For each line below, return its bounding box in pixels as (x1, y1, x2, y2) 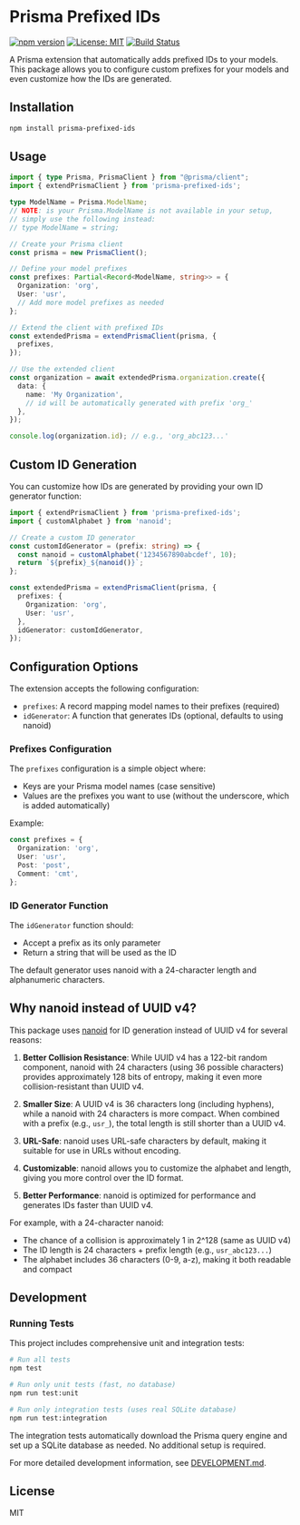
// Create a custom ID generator (9, 533, 136, 542)
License (9, 1483, 55, 1500)
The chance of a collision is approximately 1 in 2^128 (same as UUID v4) (22, 1234, 292, 1245)
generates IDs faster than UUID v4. (22, 1199, 154, 1210)
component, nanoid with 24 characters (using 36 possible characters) (22, 1061, 284, 1073)
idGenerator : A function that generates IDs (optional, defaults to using (22, 710, 284, 721)
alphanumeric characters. (9, 974, 106, 985)
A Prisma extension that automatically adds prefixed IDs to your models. (9, 54, 279, 64)
